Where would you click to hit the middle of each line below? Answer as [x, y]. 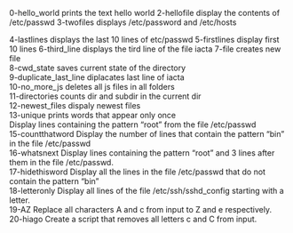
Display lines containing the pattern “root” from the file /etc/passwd [133, 125]
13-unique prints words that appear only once [92, 115]
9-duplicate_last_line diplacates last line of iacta [97, 77]
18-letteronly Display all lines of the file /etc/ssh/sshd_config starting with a [146, 191]
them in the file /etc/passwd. [61, 162]
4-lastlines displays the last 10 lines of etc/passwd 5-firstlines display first [144, 40]
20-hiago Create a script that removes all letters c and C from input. [133, 219]
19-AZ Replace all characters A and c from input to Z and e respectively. [141, 209]
